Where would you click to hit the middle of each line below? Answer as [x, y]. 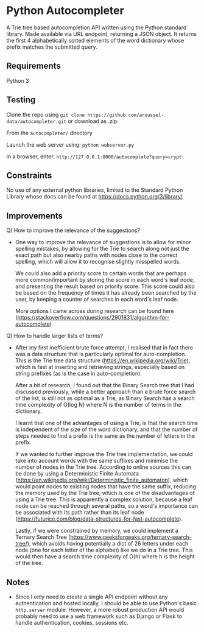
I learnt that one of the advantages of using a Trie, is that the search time [107, 423]
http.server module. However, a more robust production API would [100, 610]
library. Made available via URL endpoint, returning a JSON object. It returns [101, 33]
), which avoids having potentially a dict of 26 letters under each [108, 544]
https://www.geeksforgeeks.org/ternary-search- [131, 537]
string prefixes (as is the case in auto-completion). [78, 374]
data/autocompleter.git [37, 121]
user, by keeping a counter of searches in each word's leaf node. [97, 300]
